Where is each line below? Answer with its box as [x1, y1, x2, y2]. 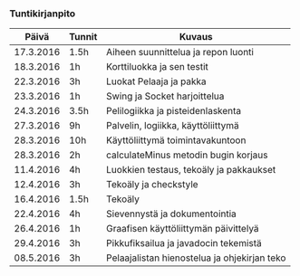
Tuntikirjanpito [9, 7, 76, 20]
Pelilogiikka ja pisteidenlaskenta [105, 105, 242, 118]
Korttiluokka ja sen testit [105, 61, 208, 73]
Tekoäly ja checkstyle [105, 178, 198, 191]
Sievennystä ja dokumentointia [105, 207, 237, 220]
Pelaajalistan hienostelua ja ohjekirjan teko [105, 252, 286, 264]
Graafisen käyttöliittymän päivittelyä [105, 223, 260, 235]
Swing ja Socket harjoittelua [105, 90, 225, 102]
